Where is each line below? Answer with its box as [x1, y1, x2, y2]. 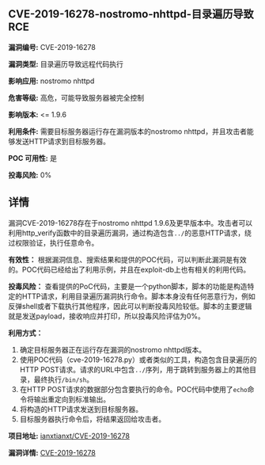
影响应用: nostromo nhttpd [8, 76, 95, 86]
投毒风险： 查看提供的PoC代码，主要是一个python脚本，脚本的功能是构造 [8, 281, 248, 291]
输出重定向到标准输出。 [33, 394, 111, 404]
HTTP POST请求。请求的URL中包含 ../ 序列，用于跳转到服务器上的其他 [19, 364, 250, 374]
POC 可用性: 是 [8, 153, 58, 162]
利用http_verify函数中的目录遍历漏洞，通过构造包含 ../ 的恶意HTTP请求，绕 [8, 228, 252, 238]
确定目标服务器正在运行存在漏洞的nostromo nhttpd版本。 [19, 345, 206, 354]
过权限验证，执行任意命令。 [8, 238, 99, 247]
